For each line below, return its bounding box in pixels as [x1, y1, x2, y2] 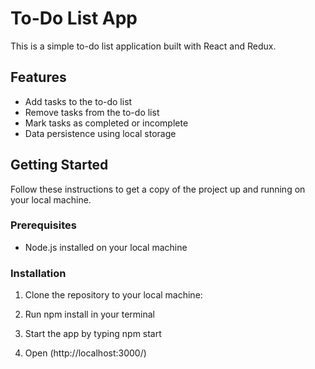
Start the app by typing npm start [24, 328, 162, 340]
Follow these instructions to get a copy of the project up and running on [10, 183, 306, 195]
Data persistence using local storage [24, 127, 177, 139]
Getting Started [10, 157, 109, 174]
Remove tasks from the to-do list [24, 106, 160, 118]
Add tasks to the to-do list [24, 95, 133, 107]
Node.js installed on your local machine [24, 241, 188, 253]
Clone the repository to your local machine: [24, 289, 203, 301]
